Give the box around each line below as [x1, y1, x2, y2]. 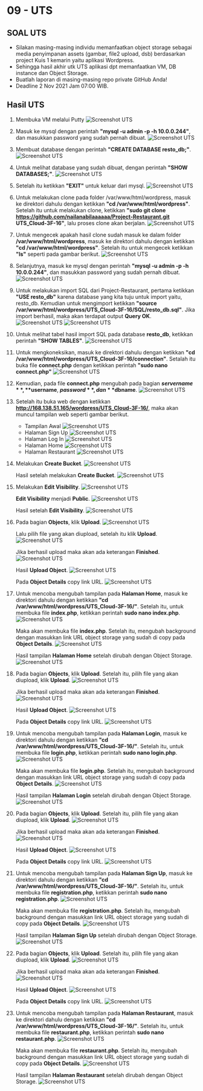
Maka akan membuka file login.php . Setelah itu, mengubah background [15, 767, 195, 774]
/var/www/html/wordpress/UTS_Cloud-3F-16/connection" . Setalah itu [15, 355, 196, 362]
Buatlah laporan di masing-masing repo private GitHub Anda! [15, 76, 168, 83]
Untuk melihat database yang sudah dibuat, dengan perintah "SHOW [15, 164, 188, 171]
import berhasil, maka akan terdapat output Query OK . [15, 312, 152, 319]
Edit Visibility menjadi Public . [15, 495, 90, 502]
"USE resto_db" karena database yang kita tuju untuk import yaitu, [15, 293, 182, 300]
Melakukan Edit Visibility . [15, 483, 80, 490]
